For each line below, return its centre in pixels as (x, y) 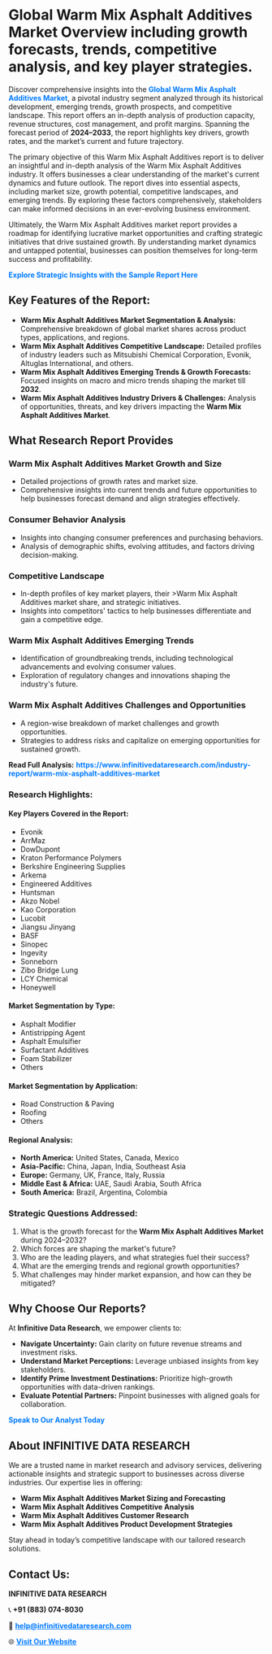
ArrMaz (33, 840)
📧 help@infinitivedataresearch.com (70, 1626)
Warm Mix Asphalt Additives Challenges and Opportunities (127, 705)
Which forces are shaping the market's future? (98, 1248)
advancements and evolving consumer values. (98, 667)
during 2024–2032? (53, 1240)
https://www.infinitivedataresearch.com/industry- (163, 764)
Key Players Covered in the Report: (69, 814)
